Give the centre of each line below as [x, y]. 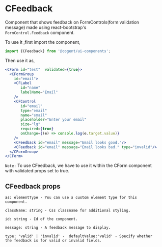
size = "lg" [30, 124]
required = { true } [37, 129]
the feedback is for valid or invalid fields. [54, 241]
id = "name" [30, 88]
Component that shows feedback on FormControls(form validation [72, 22]
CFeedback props [33, 186]
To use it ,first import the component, [43, 42]
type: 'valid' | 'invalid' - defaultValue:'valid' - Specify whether [79, 236]
